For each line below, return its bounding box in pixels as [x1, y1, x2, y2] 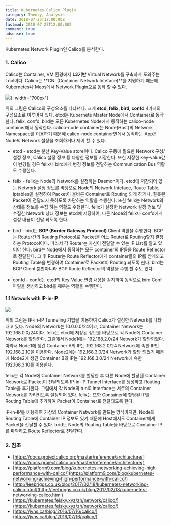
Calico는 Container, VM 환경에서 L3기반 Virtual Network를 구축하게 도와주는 [5, 71, 160, 77]
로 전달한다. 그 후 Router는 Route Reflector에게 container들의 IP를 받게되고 [12, 253, 164, 259]
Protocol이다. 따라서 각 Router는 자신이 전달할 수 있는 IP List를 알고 [22, 240, 157, 246]
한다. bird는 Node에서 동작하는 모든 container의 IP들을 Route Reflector [22, 246, 166, 253]
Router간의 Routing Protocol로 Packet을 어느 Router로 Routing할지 [18, 234, 154, 240]
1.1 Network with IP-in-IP [5, 295, 59, 301]
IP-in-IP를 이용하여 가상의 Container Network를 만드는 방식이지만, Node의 [5, 408, 155, 415]
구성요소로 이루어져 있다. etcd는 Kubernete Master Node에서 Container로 [5, 112, 155, 118]
